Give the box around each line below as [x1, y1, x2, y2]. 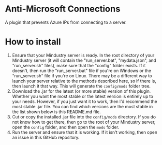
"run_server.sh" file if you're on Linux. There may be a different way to [12, 72, 152, 78]
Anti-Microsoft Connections [5, 3, 121, 14]
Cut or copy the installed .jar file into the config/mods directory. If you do [12, 114, 156, 119]
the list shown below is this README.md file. [12, 109, 101, 115]
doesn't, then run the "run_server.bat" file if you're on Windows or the [12, 68, 151, 73]
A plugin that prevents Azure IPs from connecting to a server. [5, 19, 127, 25]
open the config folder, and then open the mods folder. [12, 124, 119, 130]
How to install [5, 36, 61, 47]
